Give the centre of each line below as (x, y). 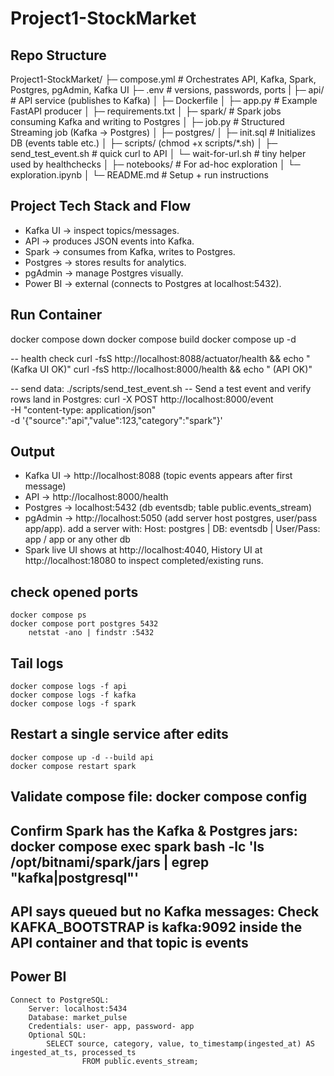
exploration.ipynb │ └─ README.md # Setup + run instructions (139, 175)
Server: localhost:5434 (78, 1008)
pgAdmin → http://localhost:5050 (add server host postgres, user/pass (171, 518)
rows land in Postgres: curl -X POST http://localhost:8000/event (142, 399)
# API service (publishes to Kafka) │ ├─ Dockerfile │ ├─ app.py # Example (164, 100)
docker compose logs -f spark (73, 704)
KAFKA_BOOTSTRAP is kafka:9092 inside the (156, 927)
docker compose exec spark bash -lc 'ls (137, 846)
